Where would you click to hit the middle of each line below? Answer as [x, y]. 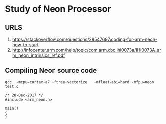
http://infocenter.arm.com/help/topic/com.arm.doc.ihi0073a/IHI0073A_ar [86, 50]
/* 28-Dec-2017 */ [24, 95]
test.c [12, 86]
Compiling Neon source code [51, 71]
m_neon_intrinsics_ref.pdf [39, 55]
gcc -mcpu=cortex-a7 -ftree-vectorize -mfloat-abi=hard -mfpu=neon [80, 82]
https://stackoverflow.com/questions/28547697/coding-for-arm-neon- [85, 39]
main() [12, 108]
